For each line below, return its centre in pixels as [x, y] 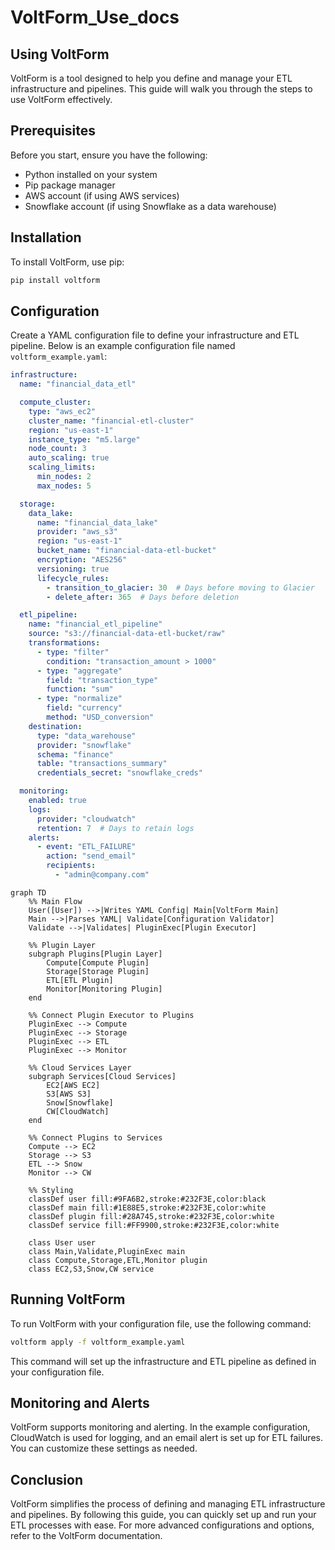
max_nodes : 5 [64, 486]
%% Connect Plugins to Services [95, 1137]
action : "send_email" [91, 856]
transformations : [64, 643]
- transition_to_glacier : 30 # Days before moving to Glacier [180, 587]
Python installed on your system [91, 174]
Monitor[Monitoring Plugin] [104, 989]
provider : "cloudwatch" [86, 819]
